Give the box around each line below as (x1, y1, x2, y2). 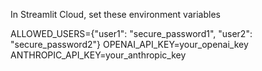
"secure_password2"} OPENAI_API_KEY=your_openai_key (10, 39, 249, 50)
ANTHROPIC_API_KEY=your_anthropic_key (10, 49, 187, 61)
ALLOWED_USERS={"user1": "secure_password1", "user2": (10, 28, 253, 39)
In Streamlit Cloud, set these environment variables (10, 9, 221, 20)
